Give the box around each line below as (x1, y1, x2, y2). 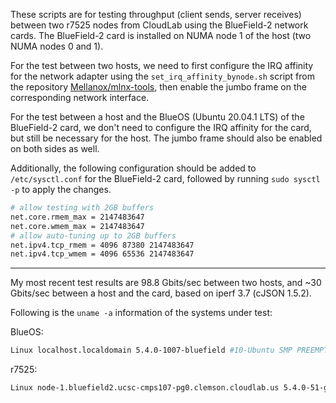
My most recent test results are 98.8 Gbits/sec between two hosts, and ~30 (10, 277, 322, 289)
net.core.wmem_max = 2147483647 (10, 221, 145, 231)
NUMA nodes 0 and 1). (10, 40, 104, 52)
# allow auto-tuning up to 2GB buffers (10, 230, 177, 241)
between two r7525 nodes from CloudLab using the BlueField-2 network (10, 19, 309, 31)
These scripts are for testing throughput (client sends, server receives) (10, 9, 302, 20)
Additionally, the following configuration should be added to (10, 162, 257, 174)
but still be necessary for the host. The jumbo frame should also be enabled (10, 132, 323, 144)
